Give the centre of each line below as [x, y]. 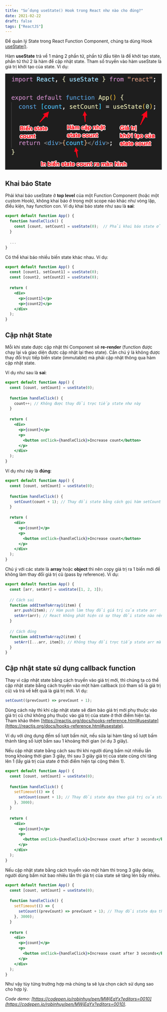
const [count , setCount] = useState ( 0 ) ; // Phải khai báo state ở [88, 227]
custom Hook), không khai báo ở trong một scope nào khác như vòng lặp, [81, 201]
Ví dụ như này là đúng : [29, 471]
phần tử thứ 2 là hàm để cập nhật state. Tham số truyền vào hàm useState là [83, 61]
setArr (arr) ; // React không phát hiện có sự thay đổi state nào [84, 616]
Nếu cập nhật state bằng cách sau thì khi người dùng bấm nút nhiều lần [78, 751]
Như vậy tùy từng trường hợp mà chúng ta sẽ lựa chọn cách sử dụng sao [80, 984]
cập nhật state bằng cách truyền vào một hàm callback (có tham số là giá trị [83, 686]
